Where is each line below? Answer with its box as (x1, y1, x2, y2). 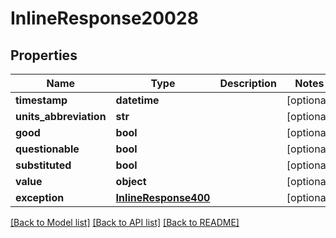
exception (15, 191, 65, 204)
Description (219, 77, 277, 90)
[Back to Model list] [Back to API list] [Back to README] (10, 217, 240, 228)
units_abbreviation (15, 110, 107, 123)
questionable (15, 142, 80, 156)
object (115, 175, 147, 188)
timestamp (15, 93, 68, 107)
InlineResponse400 (115, 191, 211, 204)
